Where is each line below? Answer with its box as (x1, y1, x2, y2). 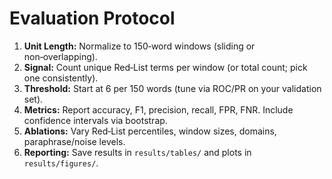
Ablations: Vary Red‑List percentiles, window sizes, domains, (23, 125, 277, 137)
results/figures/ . (23, 157, 99, 169)
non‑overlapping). (23, 50, 98, 62)
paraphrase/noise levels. (23, 135, 126, 147)
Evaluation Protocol (9, 7, 176, 30)
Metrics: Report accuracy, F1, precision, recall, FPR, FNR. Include (23, 103, 294, 116)
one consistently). (23, 72, 99, 84)
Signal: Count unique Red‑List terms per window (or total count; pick (23, 61, 308, 73)
